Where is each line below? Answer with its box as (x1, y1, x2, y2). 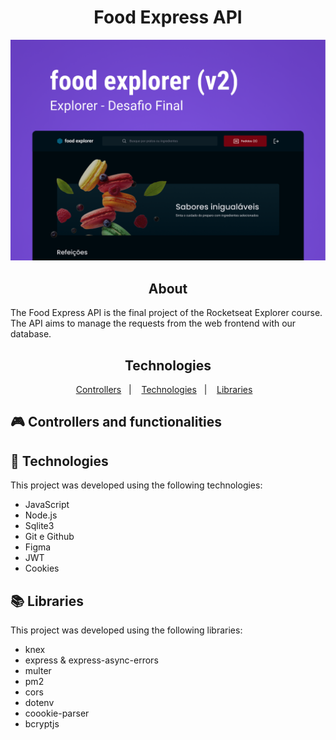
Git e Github (24, 531, 75, 543)
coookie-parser (24, 707, 90, 719)
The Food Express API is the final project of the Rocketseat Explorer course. (10, 307, 323, 319)
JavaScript (24, 499, 70, 511)
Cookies (24, 562, 60, 575)
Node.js (24, 509, 58, 521)
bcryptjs (24, 717, 60, 730)
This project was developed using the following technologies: (10, 479, 263, 491)
